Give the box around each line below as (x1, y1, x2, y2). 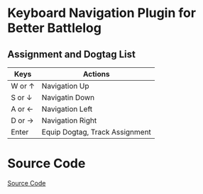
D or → (11, 115, 34, 125)
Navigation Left (41, 104, 93, 114)
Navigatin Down (41, 93, 95, 102)
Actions (82, 69, 110, 79)
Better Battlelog (7, 20, 101, 36)
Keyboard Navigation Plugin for (7, 5, 197, 21)
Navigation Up (41, 81, 89, 91)
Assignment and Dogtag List (7, 48, 136, 60)
